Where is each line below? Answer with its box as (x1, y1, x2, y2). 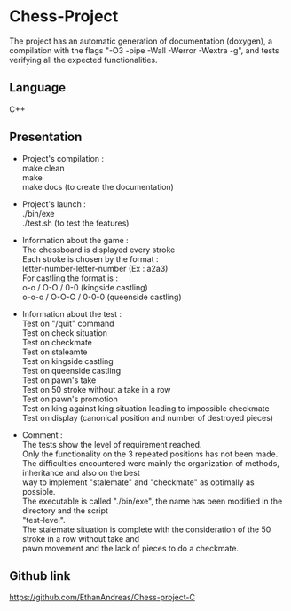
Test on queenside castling (21, 365, 122, 376)
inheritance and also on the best (21, 467, 140, 478)
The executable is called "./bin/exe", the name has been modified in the (21, 496, 283, 506)
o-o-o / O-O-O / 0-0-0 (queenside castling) (21, 291, 182, 302)
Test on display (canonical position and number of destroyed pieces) (21, 412, 273, 423)
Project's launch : (21, 198, 86, 210)
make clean (21, 163, 65, 173)
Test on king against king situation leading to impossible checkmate (21, 402, 270, 414)
